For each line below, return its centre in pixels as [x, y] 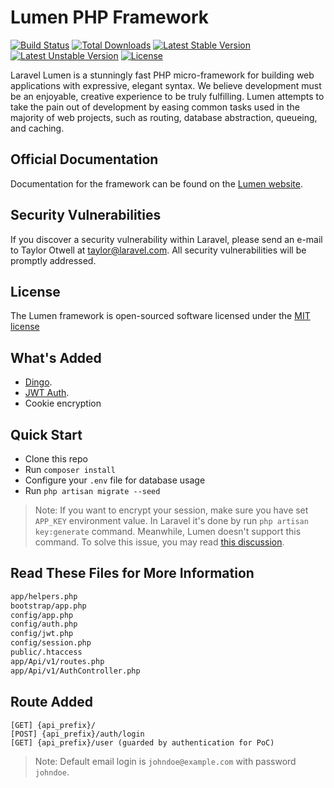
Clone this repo [56, 459]
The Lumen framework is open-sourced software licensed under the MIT [160, 316]
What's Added [56, 357]
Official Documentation [84, 159]
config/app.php [42, 615]
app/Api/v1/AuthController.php [75, 671]
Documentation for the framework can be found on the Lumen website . [156, 183]
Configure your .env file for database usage [115, 480]
